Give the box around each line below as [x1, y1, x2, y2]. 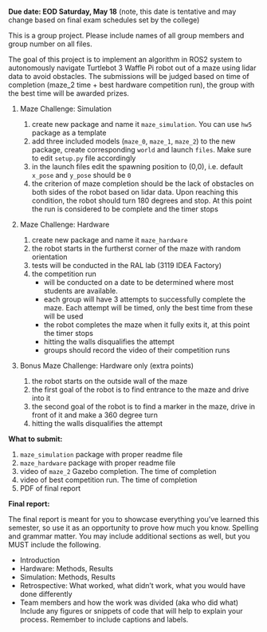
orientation [31, 252, 68, 262]
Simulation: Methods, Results [19, 572, 116, 582]
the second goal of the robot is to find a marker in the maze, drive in [31, 402, 256, 411]
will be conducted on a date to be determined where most [43, 278, 234, 286]
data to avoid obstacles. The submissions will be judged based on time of [8, 72, 249, 81]
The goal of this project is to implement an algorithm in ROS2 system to [8, 55, 242, 64]
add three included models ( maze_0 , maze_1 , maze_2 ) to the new [31, 136, 236, 146]
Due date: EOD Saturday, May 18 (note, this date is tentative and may [8, 7, 237, 16]
